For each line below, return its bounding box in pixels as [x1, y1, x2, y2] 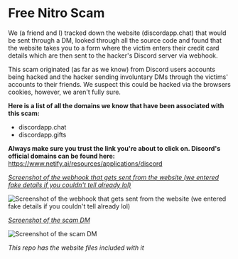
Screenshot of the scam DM [8, 216, 91, 224]
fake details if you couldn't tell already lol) [8, 180, 131, 189]
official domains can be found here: [8, 152, 116, 160]
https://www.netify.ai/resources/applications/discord [8, 159, 163, 168]
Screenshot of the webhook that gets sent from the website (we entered [8, 173, 220, 181]
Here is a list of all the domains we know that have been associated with [8, 101, 225, 110]
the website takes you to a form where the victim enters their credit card [8, 43, 220, 52]
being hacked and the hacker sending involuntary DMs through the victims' [8, 73, 228, 81]
